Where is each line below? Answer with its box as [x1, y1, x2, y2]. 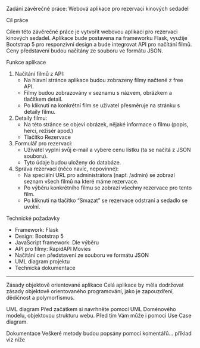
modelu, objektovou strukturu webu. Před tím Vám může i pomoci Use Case [6, 312, 192, 319]
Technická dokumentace [14, 265, 76, 271]
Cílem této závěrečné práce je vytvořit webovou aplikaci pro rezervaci [6, 28, 178, 35]
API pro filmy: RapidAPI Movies [14, 246, 91, 252]
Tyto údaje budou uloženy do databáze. [23, 159, 121, 166]
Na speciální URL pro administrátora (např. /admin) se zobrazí [23, 172, 176, 178]
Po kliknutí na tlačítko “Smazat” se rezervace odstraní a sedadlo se [23, 197, 188, 204]
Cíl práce [6, 17, 29, 23]
